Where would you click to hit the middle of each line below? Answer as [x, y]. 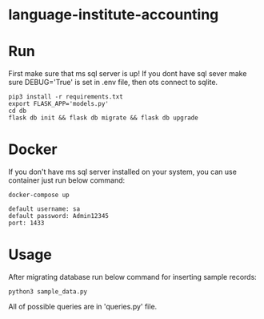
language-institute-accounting [114, 15]
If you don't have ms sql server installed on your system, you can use [123, 172]
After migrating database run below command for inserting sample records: [133, 277]
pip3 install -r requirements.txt [66, 97]
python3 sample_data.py [48, 292]
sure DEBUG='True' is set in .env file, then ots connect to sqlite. [113, 83]
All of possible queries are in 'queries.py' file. [83, 307]
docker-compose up [39, 195]
